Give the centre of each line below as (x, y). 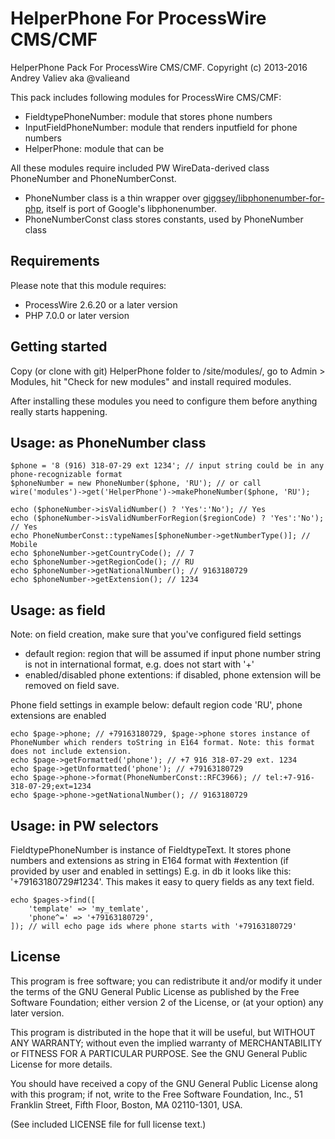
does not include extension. (71, 752)
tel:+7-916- (290, 778)
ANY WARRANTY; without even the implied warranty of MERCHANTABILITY (166, 1043)
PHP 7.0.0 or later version (77, 315)
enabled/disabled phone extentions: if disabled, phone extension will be (173, 675)
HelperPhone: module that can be (94, 148)
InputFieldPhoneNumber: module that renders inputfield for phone (161, 127)
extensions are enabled (58, 716)
